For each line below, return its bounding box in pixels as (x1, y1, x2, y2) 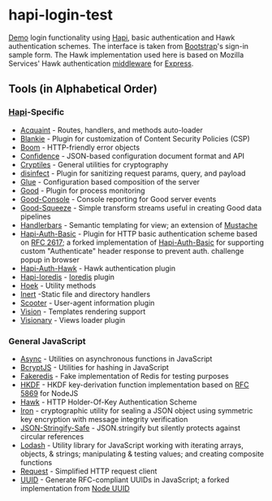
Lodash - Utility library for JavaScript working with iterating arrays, (19, 440, 244, 450)
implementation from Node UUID (19, 483, 130, 493)
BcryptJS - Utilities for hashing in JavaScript (19, 362, 169, 372)
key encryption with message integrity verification (19, 414, 188, 424)
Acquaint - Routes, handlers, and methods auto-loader (19, 124, 203, 135)
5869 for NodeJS (19, 388, 79, 398)
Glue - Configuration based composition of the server (19, 176, 201, 186)
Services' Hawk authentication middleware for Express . (8, 59, 194, 68)
